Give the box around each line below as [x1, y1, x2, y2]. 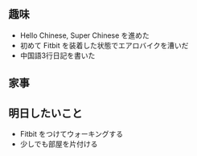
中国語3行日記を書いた [19, 51, 96, 60]
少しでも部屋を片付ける [19, 139, 98, 149]
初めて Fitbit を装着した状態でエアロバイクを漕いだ [19, 40, 189, 50]
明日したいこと [8, 106, 83, 120]
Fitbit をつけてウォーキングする [19, 129, 124, 139]
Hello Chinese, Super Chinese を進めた [19, 31, 150, 40]
